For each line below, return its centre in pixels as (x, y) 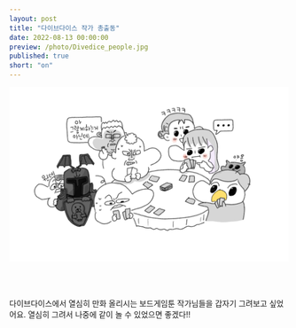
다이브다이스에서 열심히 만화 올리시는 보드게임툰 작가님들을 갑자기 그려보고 (138, 304)
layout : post (33, 19)
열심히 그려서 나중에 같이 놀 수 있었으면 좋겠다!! (109, 315)
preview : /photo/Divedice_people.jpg (79, 47)
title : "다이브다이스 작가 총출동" (65, 28)
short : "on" (31, 66)
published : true (39, 56)
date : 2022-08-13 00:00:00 (59, 37)
